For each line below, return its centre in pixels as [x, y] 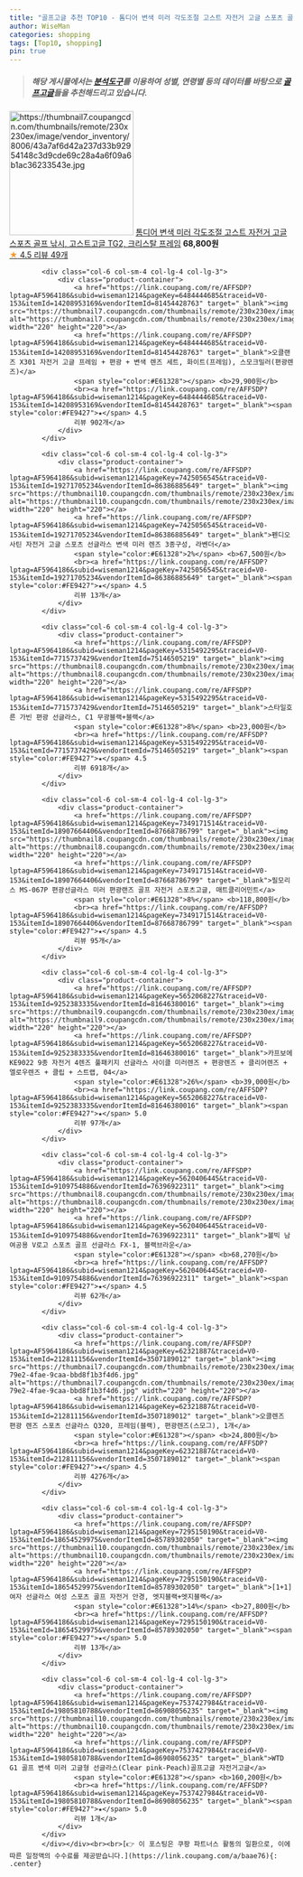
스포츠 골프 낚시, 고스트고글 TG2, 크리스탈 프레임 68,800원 [114, 244]
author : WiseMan [40, 26]
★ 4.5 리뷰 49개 [39, 255]
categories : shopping [50, 34]
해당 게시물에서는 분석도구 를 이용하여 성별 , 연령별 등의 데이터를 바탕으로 [156, 81]
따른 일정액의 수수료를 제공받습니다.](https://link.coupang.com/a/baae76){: [143, 1856]
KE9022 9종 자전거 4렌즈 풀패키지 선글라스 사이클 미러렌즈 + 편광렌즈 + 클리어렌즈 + [148, 1063]
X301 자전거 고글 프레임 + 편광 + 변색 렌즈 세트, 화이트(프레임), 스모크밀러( [147, 362]
